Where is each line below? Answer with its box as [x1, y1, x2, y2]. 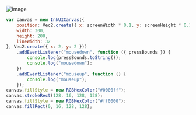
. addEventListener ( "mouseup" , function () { [16, 71, 127, 77]
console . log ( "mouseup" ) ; [27, 76, 87, 82]
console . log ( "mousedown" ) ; [27, 60, 93, 66]
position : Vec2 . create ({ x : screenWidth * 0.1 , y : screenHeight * [16, 22, 181, 28]
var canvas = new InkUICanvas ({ [6, 17, 85, 23]
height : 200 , [16, 33, 48, 39]
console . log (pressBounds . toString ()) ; [27, 55, 121, 61]
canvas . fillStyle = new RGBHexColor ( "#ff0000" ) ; [6, 98, 127, 104]
